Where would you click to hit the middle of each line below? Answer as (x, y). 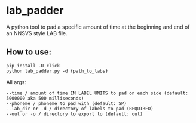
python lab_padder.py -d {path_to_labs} (57, 71)
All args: (16, 82)
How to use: (29, 52)
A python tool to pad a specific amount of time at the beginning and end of (98, 27)
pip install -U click (33, 66)
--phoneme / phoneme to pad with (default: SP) (67, 103)
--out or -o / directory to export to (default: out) (75, 114)
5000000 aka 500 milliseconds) (45, 98)
